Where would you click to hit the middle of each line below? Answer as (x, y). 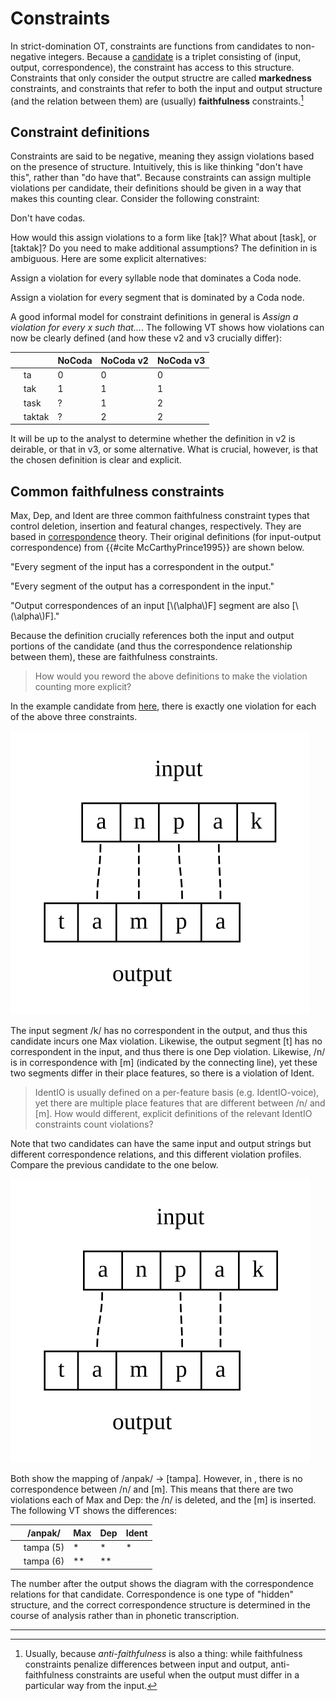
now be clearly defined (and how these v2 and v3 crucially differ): (146, 338)
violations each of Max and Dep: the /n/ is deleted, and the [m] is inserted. (163, 1500)
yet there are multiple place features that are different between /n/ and (180, 1103)
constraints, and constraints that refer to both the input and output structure (166, 88)
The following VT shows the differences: (93, 1511)
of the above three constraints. (74, 717)
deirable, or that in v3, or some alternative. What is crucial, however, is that (164, 449)
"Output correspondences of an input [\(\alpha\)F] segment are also (150, 606)
